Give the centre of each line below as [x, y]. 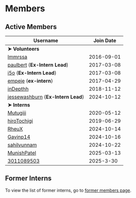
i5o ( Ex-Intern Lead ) [32, 73]
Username [46, 41]
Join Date [105, 41]
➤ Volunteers [23, 49]
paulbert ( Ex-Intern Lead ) [38, 65]
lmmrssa [17, 57]
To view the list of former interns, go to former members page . [68, 190]
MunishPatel [22, 153]
